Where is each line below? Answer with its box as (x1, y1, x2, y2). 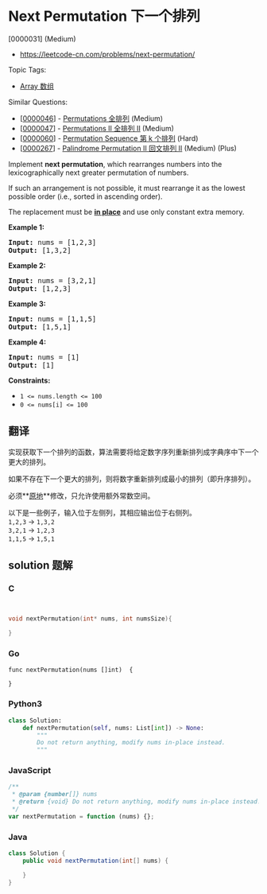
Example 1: (8, 222, 45, 231)
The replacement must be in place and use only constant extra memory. (8, 207, 245, 216)
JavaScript (8, 765, 52, 776)
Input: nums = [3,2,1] (8, 276, 97, 285)
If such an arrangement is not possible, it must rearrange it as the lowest (8, 183, 246, 192)
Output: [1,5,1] (8, 322, 72, 331)
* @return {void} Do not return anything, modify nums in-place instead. (11, 798, 261, 806)
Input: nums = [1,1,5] (8, 314, 97, 323)
